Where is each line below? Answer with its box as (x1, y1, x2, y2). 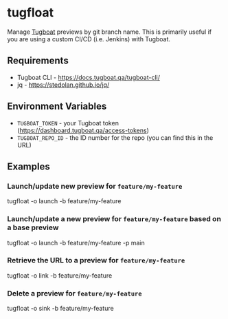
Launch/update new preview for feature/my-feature (7, 181, 183, 191)
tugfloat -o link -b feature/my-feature (7, 271, 113, 280)
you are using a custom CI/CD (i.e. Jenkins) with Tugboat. (7, 34, 170, 43)
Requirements (7, 55, 69, 67)
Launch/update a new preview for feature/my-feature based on (7, 214, 222, 224)
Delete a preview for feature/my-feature (7, 288, 142, 298)
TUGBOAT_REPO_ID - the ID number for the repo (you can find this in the (16, 133, 214, 142)
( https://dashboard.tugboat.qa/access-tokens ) (16, 126, 150, 134)
